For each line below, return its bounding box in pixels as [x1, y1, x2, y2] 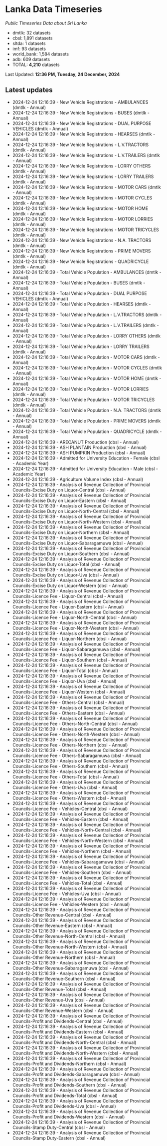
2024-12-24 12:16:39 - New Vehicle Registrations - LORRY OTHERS [12, 162, 151, 168]
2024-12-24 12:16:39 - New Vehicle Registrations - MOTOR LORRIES [12, 216, 153, 222]
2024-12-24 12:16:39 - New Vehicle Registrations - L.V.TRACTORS [12, 141, 149, 147]
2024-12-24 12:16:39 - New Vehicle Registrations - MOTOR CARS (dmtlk [12, 184, 161, 190]
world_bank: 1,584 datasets [12, 51, 69, 57]
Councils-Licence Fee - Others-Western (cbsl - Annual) [12, 795, 127, 801]
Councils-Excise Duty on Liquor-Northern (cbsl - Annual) [12, 529, 130, 535]
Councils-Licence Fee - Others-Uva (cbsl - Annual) [12, 784, 118, 790]
